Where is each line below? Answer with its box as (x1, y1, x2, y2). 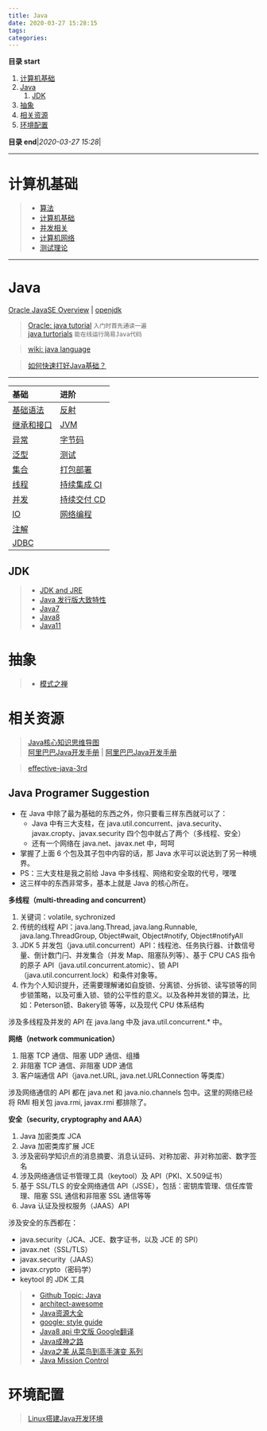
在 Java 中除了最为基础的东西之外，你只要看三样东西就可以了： (19, 808, 228, 818)
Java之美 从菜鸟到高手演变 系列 (39, 1346, 143, 1356)
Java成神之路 (39, 1336, 83, 1346)
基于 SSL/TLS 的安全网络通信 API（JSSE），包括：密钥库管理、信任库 (19, 1180, 246, 1190)
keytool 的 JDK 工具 (19, 1274, 85, 1284)
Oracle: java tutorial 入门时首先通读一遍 (27, 321, 147, 330)
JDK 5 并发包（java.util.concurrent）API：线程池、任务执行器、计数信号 (19, 940, 256, 950)
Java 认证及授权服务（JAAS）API (19, 1200, 130, 1210)
